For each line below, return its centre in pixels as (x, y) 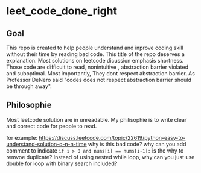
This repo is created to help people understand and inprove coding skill (95, 48)
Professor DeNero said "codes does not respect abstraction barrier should (99, 80)
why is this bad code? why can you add (137, 144)
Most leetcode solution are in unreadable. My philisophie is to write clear (97, 119)
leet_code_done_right (62, 11)
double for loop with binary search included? (62, 163)
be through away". (29, 86)
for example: (22, 137)
